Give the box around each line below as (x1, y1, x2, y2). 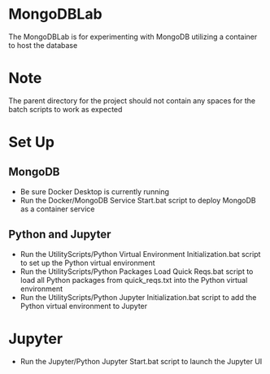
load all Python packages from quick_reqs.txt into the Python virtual (20, 275, 248, 285)
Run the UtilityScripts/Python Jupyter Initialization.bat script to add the (20, 292, 257, 302)
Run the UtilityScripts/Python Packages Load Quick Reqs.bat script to (20, 266, 254, 276)
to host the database (8, 40, 78, 50)
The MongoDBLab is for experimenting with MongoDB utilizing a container (8, 32, 258, 41)
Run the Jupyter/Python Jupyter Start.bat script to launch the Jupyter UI (20, 356, 263, 366)
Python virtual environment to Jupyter (20, 301, 148, 311)
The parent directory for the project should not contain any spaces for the (8, 95, 256, 106)
